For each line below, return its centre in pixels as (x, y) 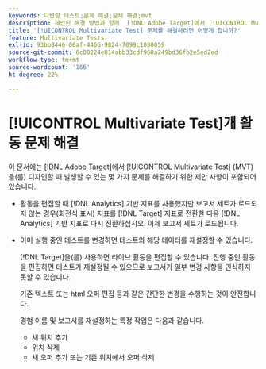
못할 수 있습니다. (45, 277)
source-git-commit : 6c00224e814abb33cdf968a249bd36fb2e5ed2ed (113, 52)
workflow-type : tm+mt (44, 60)
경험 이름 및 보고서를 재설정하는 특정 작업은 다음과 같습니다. (112, 320)
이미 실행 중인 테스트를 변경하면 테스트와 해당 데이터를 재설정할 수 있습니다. (136, 240)
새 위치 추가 (50, 337)
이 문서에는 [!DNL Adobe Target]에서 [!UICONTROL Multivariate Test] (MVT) (131, 167)
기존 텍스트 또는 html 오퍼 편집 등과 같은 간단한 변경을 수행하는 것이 (124, 294)
